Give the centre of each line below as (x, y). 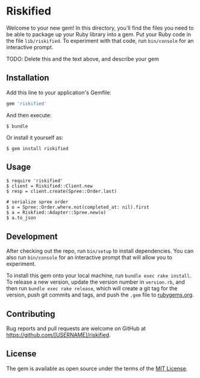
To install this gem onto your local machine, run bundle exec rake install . (99, 276)
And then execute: (29, 115)
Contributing (31, 314)
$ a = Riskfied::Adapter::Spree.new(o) (56, 213)
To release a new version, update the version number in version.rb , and (96, 282)
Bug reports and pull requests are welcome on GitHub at (76, 328)
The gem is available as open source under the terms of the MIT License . (97, 368)
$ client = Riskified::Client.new (50, 186)
